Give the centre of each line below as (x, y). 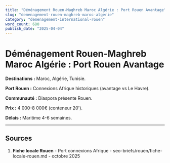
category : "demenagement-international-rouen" (55, 19)
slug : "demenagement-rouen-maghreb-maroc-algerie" (60, 15)
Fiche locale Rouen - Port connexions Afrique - (62, 150)
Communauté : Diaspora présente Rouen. (49, 98)
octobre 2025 (66, 156)
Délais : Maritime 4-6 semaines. (39, 118)
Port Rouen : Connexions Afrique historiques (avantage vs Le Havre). (78, 89)
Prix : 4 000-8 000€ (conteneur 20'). (44, 108)
